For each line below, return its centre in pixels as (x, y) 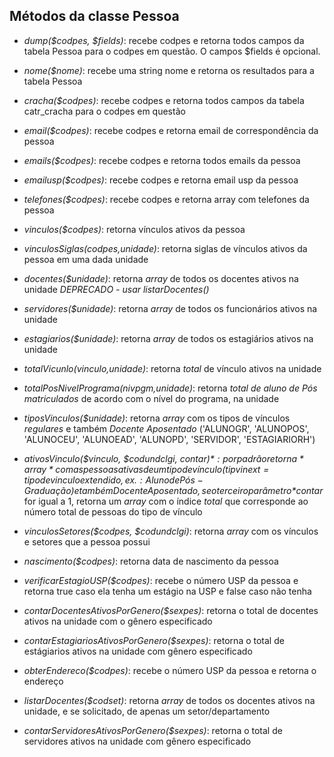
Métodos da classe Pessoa (94, 16)
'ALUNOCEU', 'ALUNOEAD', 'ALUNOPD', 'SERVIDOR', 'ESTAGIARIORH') (169, 439)
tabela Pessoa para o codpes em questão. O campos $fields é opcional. (172, 51)
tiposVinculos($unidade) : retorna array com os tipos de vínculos (157, 418)
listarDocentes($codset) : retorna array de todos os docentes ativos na (169, 700)
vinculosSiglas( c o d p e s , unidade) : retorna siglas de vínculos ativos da (165, 248)
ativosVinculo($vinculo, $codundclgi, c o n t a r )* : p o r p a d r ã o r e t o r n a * (163, 458)
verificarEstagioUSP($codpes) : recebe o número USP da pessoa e (161, 580)
